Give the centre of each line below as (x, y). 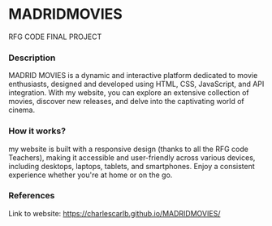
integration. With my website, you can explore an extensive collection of (129, 93)
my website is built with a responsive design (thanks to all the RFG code (129, 149)
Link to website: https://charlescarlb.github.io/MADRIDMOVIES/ (114, 213)
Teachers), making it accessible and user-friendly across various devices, (132, 157)
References (32, 196)
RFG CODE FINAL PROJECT (55, 37)
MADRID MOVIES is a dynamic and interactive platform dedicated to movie (133, 76)
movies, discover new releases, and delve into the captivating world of (127, 102)
